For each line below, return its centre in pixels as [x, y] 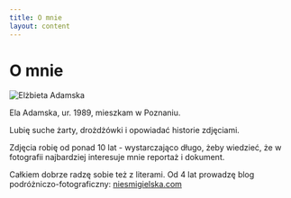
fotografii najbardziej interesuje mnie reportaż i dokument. [117, 157]
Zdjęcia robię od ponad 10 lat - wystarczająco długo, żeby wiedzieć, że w [145, 148]
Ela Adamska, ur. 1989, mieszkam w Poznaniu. [95, 112]
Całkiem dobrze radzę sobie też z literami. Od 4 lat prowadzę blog [132, 175]
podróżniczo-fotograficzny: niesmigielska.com [96, 184]
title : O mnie [36, 18]
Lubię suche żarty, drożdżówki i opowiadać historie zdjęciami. [125, 130]
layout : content [40, 26]
